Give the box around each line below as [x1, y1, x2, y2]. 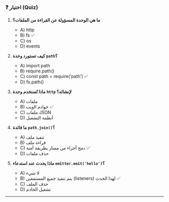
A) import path [20, 63, 50, 69]
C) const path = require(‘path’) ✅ [20, 73, 89, 79]
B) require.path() [20, 68, 55, 74]
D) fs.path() [20, 79, 44, 85]
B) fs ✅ [20, 32, 35, 38]
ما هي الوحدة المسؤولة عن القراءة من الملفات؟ [12, 17, 101, 23]
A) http [20, 27, 35, 33]
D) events [20, 43, 40, 49]
